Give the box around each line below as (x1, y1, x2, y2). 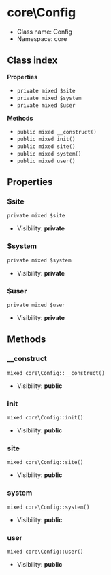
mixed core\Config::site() (7, 459, 84, 466)
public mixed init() (16, 136, 76, 143)
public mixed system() (16, 150, 82, 157)
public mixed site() (16, 143, 76, 150)
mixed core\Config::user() (7, 548, 84, 555)
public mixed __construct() (16, 128, 97, 135)
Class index (7, 55, 58, 66)
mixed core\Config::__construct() (7, 369, 106, 376)
